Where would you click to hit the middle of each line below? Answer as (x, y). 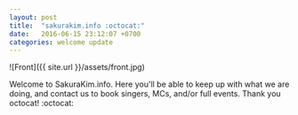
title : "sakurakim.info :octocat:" (77, 26)
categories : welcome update (61, 42)
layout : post (33, 17)
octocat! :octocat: (41, 103)
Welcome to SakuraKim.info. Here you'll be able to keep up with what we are (149, 84)
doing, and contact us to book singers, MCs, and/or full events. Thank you (145, 94)
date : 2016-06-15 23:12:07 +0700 (75, 34)
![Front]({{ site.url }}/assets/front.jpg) (77, 67)
